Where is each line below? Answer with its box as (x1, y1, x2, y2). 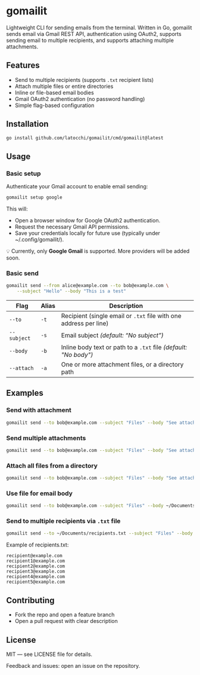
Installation (6, 119, 49, 129)
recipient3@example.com (6, 569, 65, 575)
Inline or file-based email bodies (14, 88, 94, 96)
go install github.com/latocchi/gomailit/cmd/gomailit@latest (6, 135, 164, 141)
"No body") (61, 351, 93, 359)
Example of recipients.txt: (6, 541, 69, 548)
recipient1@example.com (6, 558, 65, 564)
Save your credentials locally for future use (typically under (14, 230, 161, 237)
